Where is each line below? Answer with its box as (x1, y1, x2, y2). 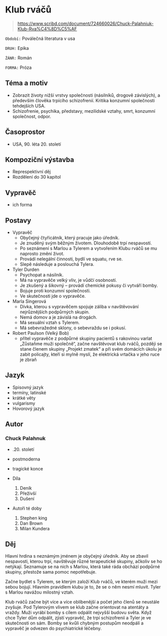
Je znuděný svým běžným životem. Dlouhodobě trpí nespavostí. (19, 240, 152, 246)
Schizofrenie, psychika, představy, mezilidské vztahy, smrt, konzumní (12, 108, 156, 114)
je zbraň (19, 357, 37, 363)
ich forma (12, 202, 32, 208)
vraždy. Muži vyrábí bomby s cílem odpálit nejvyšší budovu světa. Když (5, 610, 152, 616)
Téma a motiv (5, 79, 48, 87)
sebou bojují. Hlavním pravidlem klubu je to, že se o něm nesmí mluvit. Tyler (5, 584, 161, 590)
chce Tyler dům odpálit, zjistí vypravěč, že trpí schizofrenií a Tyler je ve (5, 615, 151, 621)
